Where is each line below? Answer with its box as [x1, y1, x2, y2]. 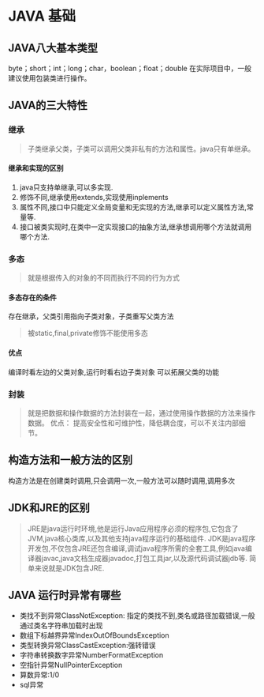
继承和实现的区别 [8, 164, 64, 173]
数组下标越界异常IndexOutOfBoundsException [19, 631, 169, 640]
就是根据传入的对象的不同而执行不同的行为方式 [27, 273, 180, 283]
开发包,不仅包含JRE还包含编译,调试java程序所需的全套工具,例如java [27, 543, 246, 553]
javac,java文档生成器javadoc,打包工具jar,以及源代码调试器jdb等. [41, 553, 248, 563]
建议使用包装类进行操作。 [8, 73, 91, 83]
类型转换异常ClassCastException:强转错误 [19, 641, 156, 650]
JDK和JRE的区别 [8, 501, 91, 514]
